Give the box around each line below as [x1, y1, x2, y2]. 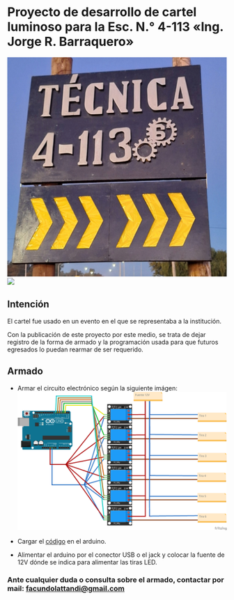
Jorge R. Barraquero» [7, 34, 134, 49]
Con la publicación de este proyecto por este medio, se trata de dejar [7, 330, 206, 338]
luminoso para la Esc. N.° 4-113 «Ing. [7, 19, 224, 35]
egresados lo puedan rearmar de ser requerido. [7, 345, 144, 354]
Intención [7, 299, 50, 310]
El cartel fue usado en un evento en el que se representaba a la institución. [7, 317, 221, 325]
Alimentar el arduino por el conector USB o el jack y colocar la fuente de [17, 551, 225, 559]
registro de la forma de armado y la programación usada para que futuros [7, 338, 219, 346]
